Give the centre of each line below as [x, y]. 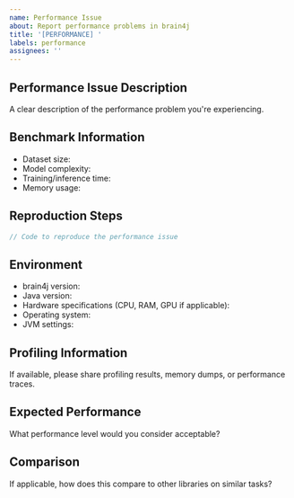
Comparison [45, 462]
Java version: [47, 296]
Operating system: [56, 315]
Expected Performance [75, 412]
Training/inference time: [66, 178]
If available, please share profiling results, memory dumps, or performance [147, 375]
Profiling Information [69, 353]
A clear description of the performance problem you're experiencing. [137, 109]
